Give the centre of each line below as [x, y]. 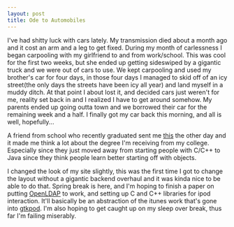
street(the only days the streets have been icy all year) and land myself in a [115, 85]
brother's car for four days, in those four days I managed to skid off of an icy [117, 77]
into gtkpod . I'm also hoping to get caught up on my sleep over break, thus [115, 208]
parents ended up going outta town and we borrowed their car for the [107, 107]
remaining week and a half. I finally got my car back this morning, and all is [115, 114]
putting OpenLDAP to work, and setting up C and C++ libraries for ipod [109, 193]
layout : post [26, 14]
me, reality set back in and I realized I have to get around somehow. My [110, 99]
